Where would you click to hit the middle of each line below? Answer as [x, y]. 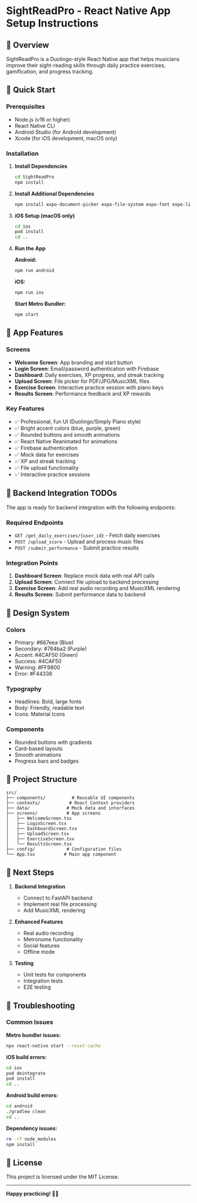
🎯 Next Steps [30, 872]
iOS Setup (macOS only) [45, 215]
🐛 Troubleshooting [40, 1005]
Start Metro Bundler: [40, 304]
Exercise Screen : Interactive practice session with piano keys [89, 387]
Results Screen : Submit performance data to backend [80, 595]
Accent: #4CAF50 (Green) [46, 655]
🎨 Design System [38, 613]
